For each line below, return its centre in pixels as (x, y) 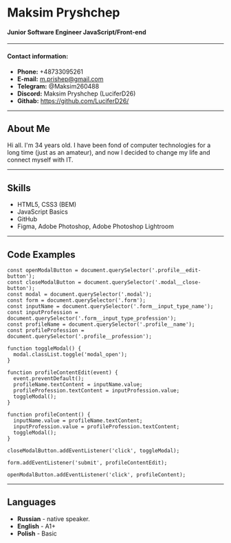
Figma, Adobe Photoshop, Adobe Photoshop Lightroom (95, 226)
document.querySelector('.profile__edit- (141, 270)
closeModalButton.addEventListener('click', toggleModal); (93, 451)
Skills (19, 188)
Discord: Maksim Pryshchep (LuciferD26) (76, 93)
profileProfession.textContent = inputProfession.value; (97, 391)
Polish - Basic (37, 533)
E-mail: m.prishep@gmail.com (60, 79)
